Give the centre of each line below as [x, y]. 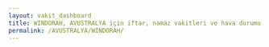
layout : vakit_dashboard [50, 16]
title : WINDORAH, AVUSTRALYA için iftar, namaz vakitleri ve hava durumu [135, 23]
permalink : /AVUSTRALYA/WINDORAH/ [66, 30]
